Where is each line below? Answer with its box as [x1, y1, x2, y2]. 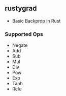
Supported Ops [5, 30, 44, 37]
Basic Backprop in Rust [12, 17, 61, 24]
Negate [12, 42, 28, 48]
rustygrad [5, 4, 37, 13]
